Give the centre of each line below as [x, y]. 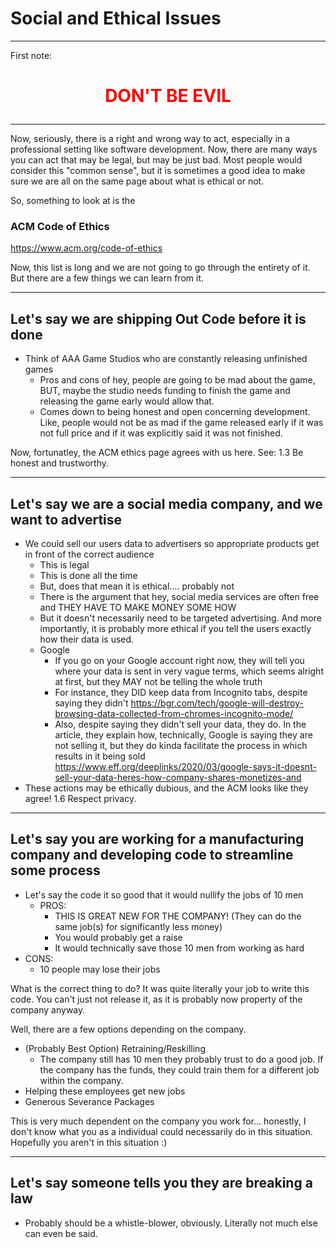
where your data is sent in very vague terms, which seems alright [189, 671]
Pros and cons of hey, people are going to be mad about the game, [177, 380]
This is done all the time [88, 576]
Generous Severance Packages [89, 1101]
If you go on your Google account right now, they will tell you [179, 661]
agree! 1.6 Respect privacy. [80, 799]
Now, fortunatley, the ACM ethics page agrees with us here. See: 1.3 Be [157, 453]
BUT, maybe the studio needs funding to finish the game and [165, 391]
